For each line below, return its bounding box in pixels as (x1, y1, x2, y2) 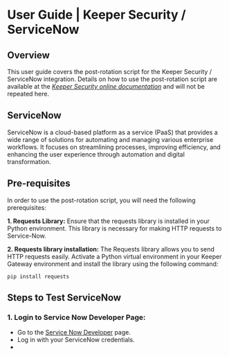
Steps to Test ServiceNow (7, 292, 122, 304)
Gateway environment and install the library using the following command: (7, 260, 219, 268)
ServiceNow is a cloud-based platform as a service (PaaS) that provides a (7, 128, 218, 136)
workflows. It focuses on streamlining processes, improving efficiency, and (7, 143, 221, 151)
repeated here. (7, 90, 50, 98)
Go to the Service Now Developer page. (17, 328, 131, 337)
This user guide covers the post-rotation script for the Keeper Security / (7, 68, 212, 75)
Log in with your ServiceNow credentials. (17, 336, 135, 344)
